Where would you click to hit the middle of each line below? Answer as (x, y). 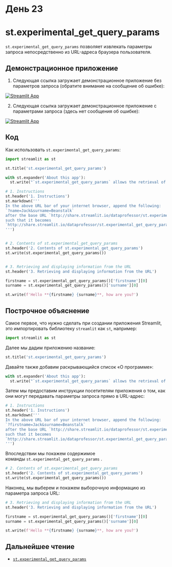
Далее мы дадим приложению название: (50, 348)
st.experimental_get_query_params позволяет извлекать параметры (79, 47)
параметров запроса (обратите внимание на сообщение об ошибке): (89, 86)
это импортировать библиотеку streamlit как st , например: (71, 328)
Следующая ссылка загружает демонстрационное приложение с (85, 106)
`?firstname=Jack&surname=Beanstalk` (46, 424)
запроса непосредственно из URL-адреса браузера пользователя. (79, 52)
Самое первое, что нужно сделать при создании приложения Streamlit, (84, 323)
